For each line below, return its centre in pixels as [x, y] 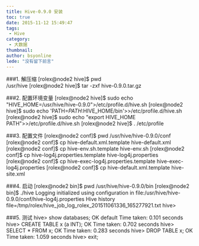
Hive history [100, 199]
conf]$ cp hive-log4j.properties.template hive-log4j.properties [82, 155]
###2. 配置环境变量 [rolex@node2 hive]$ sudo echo [70, 98]
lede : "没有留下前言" [30, 61]
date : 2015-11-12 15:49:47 [39, 23]
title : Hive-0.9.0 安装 [35, 12]
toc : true [18, 17]
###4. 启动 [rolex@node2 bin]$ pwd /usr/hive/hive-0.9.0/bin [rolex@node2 [98, 186]
